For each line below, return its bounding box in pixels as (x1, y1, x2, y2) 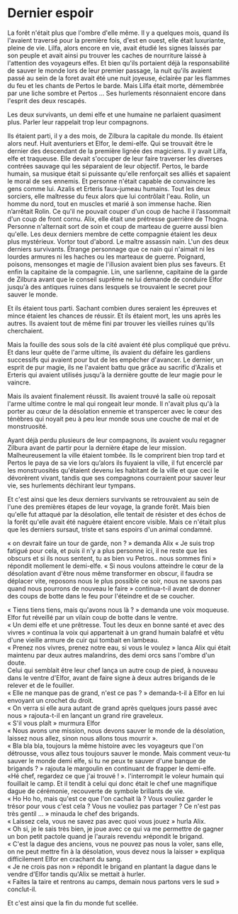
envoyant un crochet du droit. (7, 696, 94, 704)
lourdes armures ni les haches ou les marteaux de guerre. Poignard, (7, 252, 205, 261)
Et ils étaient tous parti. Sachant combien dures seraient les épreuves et (7, 303, 217, 312)
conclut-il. (7, 885, 37, 893)
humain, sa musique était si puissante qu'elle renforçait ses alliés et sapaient (7, 169, 231, 178)
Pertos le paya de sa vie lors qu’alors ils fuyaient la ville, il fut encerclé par (7, 458, 223, 467)
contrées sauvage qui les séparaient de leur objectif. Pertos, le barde (7, 161, 209, 170)
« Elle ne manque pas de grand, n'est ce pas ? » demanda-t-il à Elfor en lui (7, 688, 225, 697)
